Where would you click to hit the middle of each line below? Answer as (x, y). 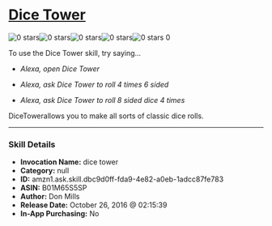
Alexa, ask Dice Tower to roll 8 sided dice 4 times (102, 100)
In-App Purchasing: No (59, 214)
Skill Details (32, 144)
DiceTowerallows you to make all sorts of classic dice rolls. (106, 116)
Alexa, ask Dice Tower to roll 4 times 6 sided (94, 84)
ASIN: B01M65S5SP (53, 188)
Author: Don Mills (50, 197)
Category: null (45, 171)
